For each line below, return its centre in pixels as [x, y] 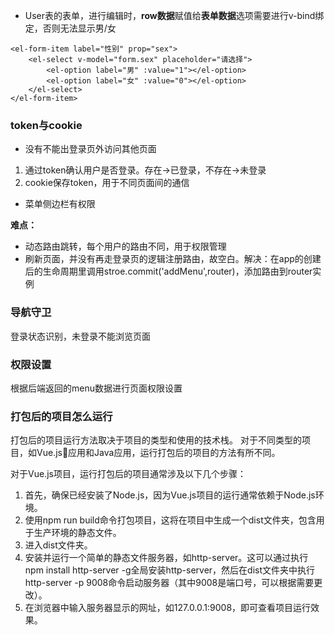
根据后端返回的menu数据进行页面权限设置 [96, 388]
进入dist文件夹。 [58, 545]
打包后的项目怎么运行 [61, 416]
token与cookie [46, 125]
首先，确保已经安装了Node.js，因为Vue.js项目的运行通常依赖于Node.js [170, 495]
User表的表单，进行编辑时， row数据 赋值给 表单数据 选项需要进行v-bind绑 [174, 15]
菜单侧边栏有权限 [60, 204]
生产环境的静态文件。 [77, 533]
